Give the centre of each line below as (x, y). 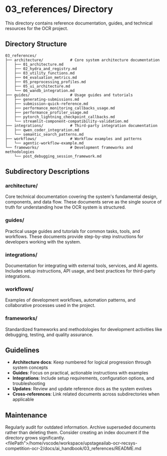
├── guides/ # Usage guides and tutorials (69, 95)
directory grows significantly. (35, 438)
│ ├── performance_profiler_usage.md (47, 112)
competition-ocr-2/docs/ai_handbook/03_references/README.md (73, 448)
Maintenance (26, 415)
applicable (23, 399)
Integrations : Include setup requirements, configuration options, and (83, 378)
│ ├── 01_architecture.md (34, 64)
